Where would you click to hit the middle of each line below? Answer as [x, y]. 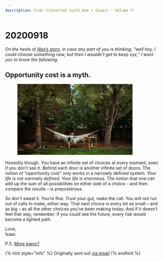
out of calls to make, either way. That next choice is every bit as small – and [81, 204]
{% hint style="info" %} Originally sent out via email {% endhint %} [73, 253]
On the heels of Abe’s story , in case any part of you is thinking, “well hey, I [80, 49]
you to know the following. [32, 60]
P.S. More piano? [22, 244]
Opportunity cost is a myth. [48, 75]
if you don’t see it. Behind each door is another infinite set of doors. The [78, 168]
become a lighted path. [28, 220]
